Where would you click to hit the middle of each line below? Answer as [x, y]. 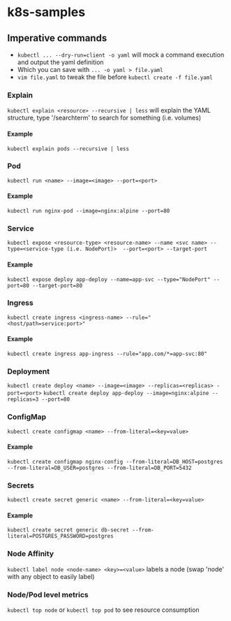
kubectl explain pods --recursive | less [68, 149]
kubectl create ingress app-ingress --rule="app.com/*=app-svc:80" [107, 354]
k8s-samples [46, 12]
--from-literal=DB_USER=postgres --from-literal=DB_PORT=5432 [99, 468]
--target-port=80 [57, 285]
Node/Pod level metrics [48, 594]
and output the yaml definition [60, 62]
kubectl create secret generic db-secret [68, 530]
